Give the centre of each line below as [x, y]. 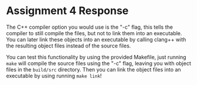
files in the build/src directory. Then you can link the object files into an [93, 69]
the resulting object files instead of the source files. [69, 46]
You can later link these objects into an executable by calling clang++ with [96, 39]
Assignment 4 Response [67, 11]
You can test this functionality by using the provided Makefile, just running [96, 57]
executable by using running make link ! [54, 76]
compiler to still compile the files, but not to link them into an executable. [94, 33]
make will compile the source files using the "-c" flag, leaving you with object [99, 63]
